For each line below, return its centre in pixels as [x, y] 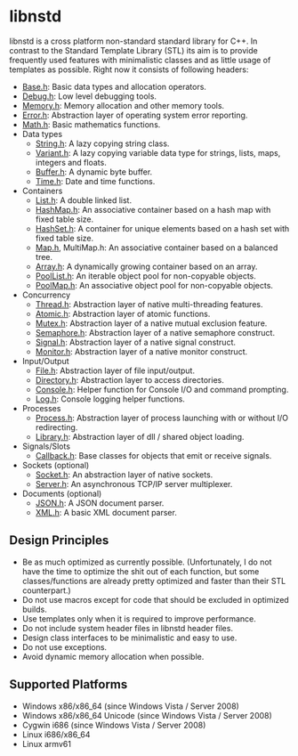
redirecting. [56, 427]
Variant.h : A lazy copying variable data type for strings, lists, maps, [158, 152]
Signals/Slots [46, 446]
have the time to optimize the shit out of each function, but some [141, 571]
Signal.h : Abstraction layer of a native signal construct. [136, 342]
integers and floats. [71, 162]
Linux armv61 [46, 744]
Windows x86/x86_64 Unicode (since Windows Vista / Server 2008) [147, 715]
